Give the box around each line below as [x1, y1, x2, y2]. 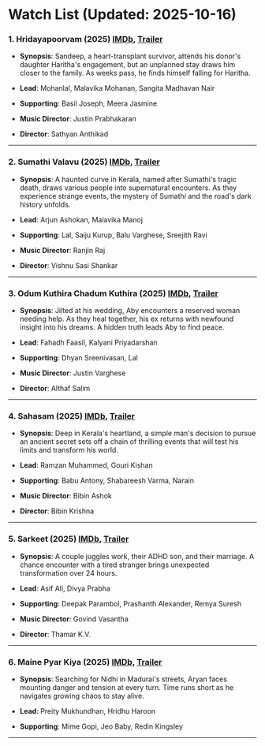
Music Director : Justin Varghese [19, 368, 126, 378]
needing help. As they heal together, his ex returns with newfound [19, 314, 234, 324]
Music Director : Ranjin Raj [19, 245, 106, 255]
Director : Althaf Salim [19, 384, 91, 394]
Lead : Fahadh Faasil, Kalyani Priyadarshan [19, 338, 158, 348]
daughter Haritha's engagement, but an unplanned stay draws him [19, 60, 236, 69]
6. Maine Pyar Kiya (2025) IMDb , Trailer [8, 656, 162, 667]
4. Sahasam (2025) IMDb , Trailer [8, 411, 136, 421]
